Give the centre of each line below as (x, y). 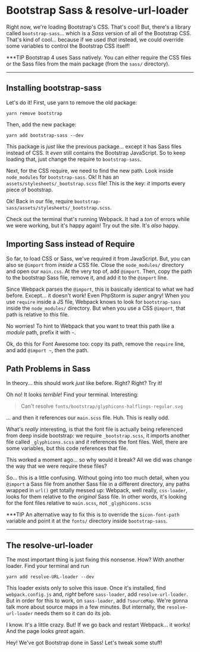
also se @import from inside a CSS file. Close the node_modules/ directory (95, 265)
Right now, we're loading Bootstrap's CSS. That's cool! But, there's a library (99, 27)
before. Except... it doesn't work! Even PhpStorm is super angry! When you (98, 295)
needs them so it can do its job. (73, 613)
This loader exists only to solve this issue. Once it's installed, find (86, 588)
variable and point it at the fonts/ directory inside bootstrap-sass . (87, 521)
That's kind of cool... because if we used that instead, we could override (95, 39)
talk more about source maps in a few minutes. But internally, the (86, 607)
